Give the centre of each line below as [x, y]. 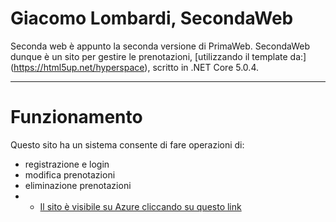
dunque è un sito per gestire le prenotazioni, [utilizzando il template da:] [158, 56]
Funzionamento [76, 117]
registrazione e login [67, 164]
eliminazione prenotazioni [78, 185]
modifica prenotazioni [70, 174]
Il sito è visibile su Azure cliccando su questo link [140, 206]
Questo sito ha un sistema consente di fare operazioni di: [127, 144]
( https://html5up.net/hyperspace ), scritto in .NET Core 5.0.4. [134, 67]
